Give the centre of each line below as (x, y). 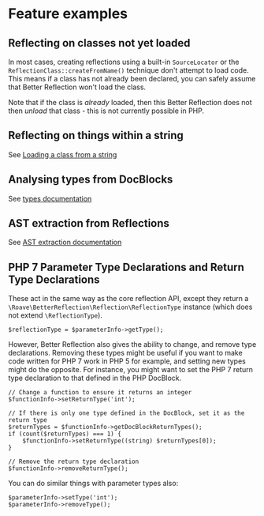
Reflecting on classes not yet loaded (99, 43)
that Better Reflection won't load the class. (77, 87)
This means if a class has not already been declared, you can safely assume (132, 79)
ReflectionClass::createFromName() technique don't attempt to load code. (129, 70)
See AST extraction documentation (65, 243)
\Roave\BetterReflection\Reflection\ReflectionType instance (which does (130, 307)
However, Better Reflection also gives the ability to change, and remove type (132, 345)
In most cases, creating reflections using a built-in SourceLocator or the (124, 62)
